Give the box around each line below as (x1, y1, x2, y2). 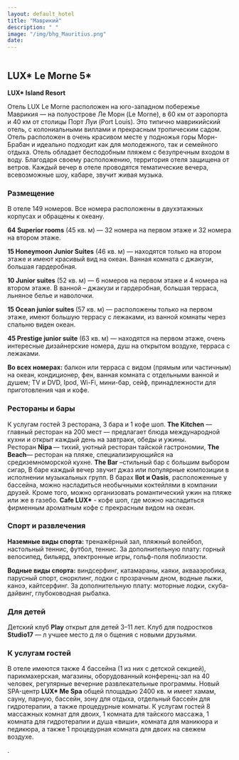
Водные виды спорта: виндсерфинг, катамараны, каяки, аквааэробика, (7, 566, 227, 575)
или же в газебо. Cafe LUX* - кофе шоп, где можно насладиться (7, 495, 205, 504)
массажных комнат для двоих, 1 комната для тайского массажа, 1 (7, 710, 210, 719)
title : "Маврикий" (7, 17, 62, 24)
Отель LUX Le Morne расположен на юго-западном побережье (7, 102, 201, 111)
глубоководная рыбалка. (35, 589, 111, 597)
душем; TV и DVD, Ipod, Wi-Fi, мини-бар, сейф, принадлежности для (7, 379, 216, 387)
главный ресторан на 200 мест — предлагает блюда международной (7, 427, 221, 436)
